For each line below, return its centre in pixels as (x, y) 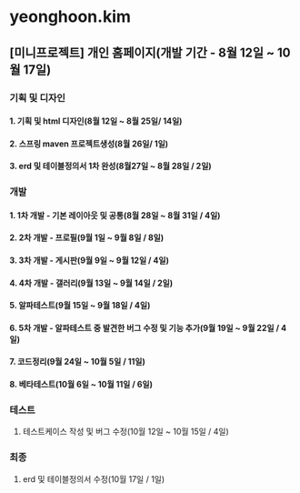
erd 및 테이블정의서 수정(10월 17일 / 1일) (94, 478)
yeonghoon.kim (70, 17)
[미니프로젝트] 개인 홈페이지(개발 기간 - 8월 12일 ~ (142, 52)
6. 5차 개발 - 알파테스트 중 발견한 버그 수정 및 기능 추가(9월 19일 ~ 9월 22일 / (145, 327)
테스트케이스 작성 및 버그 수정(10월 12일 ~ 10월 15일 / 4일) (125, 432)
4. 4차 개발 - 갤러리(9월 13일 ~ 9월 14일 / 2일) (91, 283)
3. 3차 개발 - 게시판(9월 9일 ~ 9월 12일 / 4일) (90, 260)
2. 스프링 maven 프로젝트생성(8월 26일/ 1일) (89, 144)
